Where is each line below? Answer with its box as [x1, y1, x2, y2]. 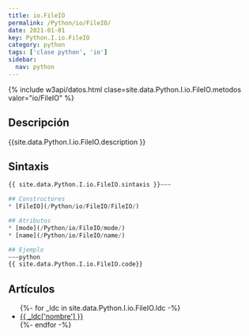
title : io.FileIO [8, 11, 66, 20]
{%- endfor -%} [19, 320, 72, 330]
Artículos [8, 282, 55, 296]
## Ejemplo [8, 246, 44, 254]
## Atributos [8, 217, 51, 225]
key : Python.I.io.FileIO [8, 33, 90, 42]
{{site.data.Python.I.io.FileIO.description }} [8, 137, 146, 146]
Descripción [8, 116, 70, 130]
